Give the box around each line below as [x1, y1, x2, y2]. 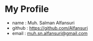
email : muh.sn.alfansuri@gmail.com [12, 30, 88, 36]
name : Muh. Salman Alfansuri [12, 20, 75, 26]
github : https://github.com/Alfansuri [12, 25, 88, 31]
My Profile [5, 3, 49, 15]
